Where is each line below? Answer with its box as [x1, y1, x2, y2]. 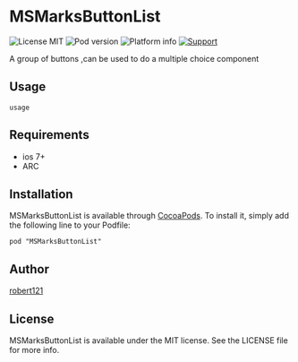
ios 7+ [21, 151, 47, 162]
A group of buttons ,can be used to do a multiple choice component [9, 53, 260, 64]
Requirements [9, 127, 89, 142]
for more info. [9, 345, 60, 355]
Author [9, 262, 49, 277]
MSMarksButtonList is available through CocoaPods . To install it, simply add [9, 211, 289, 221]
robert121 [9, 285, 44, 297]
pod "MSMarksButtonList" [9, 237, 102, 246]
